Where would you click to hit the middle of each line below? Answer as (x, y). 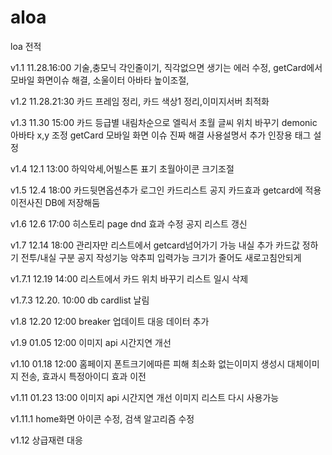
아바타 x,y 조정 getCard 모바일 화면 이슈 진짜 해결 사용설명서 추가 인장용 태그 (161, 135)
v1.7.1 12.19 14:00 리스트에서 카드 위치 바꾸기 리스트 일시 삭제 (129, 278)
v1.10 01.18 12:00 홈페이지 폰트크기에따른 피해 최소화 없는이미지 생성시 (148, 363)
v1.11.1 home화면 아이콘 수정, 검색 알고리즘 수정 (102, 418)
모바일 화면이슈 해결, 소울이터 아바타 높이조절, (100, 80)
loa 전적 (26, 46)
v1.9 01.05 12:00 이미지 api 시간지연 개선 (91, 342)
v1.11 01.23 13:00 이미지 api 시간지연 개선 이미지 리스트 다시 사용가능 (145, 397)
